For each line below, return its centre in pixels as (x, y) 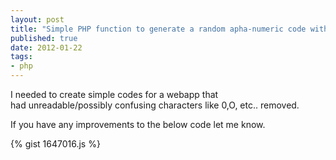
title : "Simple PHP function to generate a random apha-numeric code (158, 29)
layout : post (37, 19)
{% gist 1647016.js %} (55, 144)
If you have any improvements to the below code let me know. (138, 124)
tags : (21, 57)
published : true (44, 38)
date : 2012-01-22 (46, 47)
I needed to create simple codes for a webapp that (114, 94)
